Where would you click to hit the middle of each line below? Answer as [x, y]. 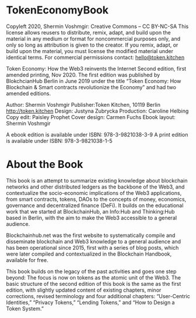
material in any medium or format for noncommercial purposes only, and [93, 39]
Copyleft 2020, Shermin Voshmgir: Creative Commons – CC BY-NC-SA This [97, 26]
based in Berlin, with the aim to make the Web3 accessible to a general [92, 218]
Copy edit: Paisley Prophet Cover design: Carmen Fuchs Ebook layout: [91, 117]
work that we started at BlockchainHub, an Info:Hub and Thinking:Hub [90, 211]
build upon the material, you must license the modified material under [90, 51]
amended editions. [28, 93]
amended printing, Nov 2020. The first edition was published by [83, 75]
